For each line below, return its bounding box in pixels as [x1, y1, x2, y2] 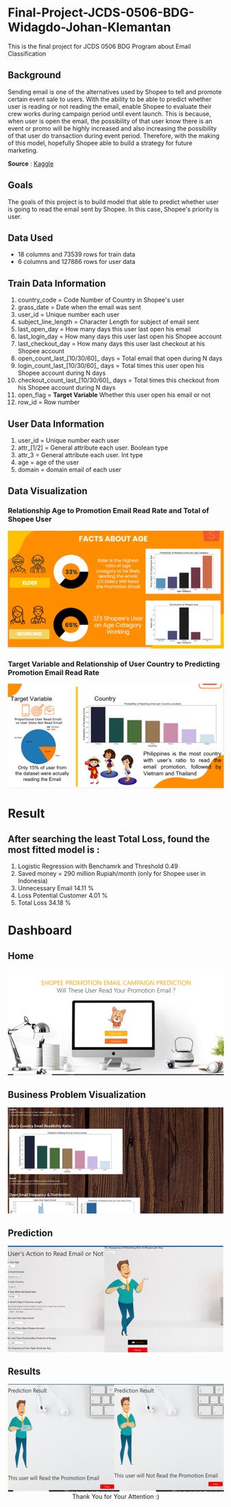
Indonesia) [17, 877, 48, 885]
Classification [8, 49, 47, 58]
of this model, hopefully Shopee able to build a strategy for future [8, 139, 193, 147]
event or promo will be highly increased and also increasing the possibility [8, 124, 217, 132]
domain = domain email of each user [17, 465, 122, 474]
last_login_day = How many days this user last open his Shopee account [17, 332, 222, 341]
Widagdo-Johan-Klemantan [8, 19, 171, 35]
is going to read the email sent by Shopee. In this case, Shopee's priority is [8, 205, 219, 213]
